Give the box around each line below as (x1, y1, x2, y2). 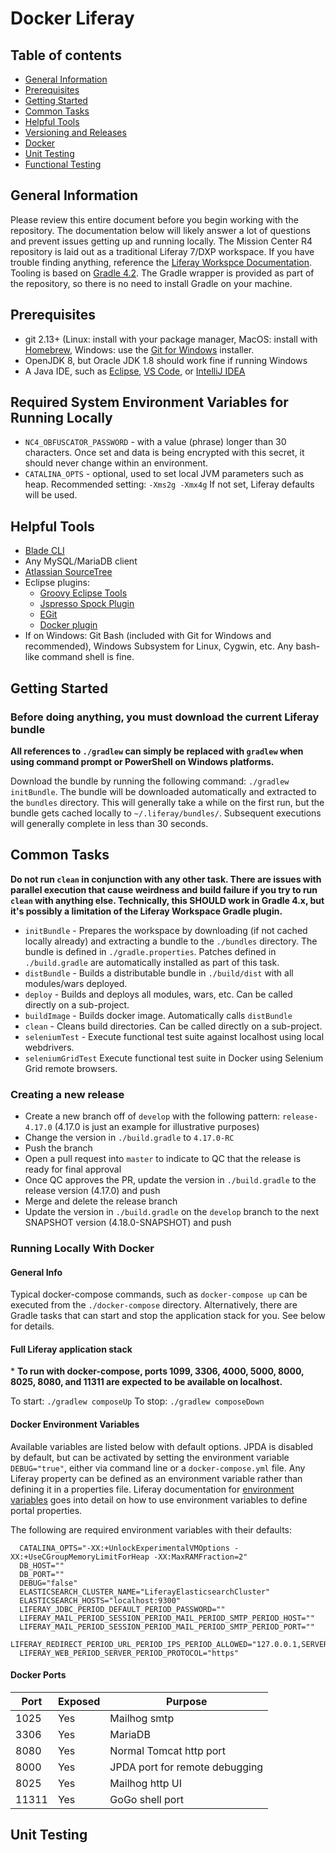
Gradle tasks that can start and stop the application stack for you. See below (10, 1310, 326, 1322)
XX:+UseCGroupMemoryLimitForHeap (10, 1552, 150, 1562)
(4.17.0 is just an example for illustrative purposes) (54, 1121, 260, 1133)
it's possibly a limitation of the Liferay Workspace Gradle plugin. (10, 905, 283, 917)
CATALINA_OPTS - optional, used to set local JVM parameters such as (24, 468, 305, 480)
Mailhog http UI (109, 1776, 182, 1790)
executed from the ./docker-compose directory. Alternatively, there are (10, 1299, 298, 1311)
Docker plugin (39, 619, 98, 631)
